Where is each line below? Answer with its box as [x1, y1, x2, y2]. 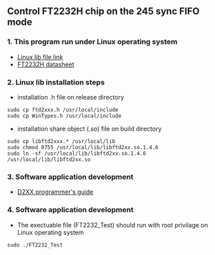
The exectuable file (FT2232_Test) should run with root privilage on [17, 220, 208, 229]
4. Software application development [7, 205, 134, 215]
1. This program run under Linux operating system [7, 37, 178, 47]
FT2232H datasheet [17, 60, 74, 68]
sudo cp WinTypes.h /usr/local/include [7, 112, 122, 120]
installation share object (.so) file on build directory [17, 124, 162, 133]
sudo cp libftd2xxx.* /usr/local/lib [7, 138, 116, 144]
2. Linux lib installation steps [7, 77, 105, 87]
